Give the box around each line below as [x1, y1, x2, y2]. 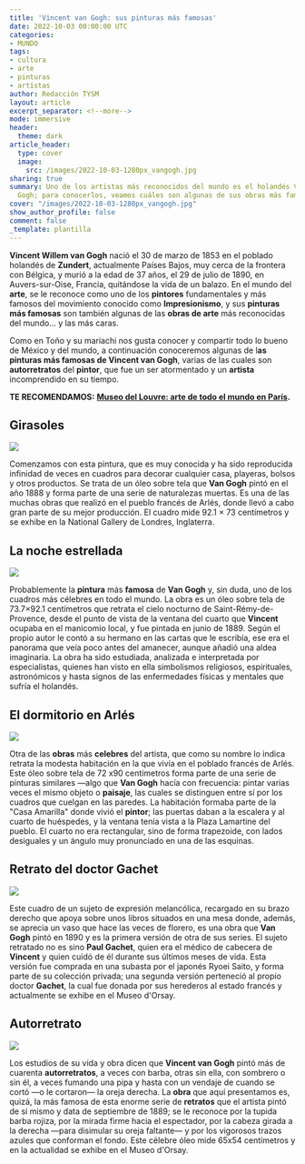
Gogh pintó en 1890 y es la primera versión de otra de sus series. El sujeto [9, 931, 288, 942]
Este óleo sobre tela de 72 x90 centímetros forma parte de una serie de [9, 768, 277, 778]
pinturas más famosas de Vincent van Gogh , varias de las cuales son [9, 354, 272, 365]
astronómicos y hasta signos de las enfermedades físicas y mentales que [9, 671, 284, 682]
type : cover [17, 148, 64, 157]
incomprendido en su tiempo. [9, 374, 120, 385]
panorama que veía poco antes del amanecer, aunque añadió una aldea [9, 642, 277, 653]
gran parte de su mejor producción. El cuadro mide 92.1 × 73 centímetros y [9, 507, 290, 518]
